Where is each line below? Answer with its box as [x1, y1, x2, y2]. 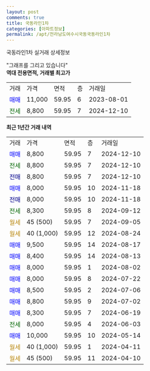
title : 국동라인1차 [6, 20, 49, 26]
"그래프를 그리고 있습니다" [6, 62, 68, 69]
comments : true [6, 15, 45, 21]
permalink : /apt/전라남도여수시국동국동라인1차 [6, 31, 111, 38]
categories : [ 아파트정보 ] [6, 25, 65, 32]
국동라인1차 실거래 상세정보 [6, 49, 71, 56]
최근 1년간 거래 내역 [6, 123, 52, 131]
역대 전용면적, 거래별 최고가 [6, 69, 71, 76]
